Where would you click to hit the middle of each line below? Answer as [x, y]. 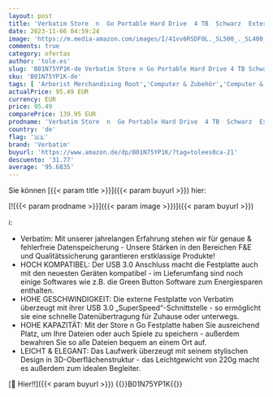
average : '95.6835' [41, 168]
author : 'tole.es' [39, 62]
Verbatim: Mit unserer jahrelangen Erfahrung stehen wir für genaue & [136, 239]
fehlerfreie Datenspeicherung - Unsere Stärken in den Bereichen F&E [136, 247]
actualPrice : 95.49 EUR [49, 92]
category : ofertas [39, 54]
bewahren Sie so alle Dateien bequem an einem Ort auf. [113, 342]
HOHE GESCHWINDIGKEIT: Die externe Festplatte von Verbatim [127, 299]
